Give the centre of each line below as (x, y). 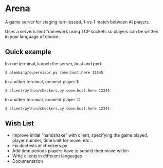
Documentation (27, 161)
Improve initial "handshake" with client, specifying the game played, (80, 135)
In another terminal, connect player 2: (43, 99)
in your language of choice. (32, 37)
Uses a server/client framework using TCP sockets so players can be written (82, 31)
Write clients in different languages (47, 156)
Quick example (28, 52)
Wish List (19, 123)
